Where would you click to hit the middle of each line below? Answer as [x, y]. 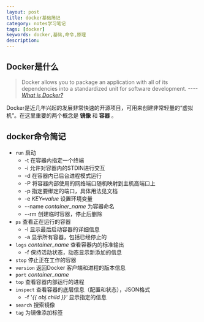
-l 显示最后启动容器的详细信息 [62, 229]
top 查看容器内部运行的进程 [50, 282]
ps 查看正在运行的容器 [43, 221]
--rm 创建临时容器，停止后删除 [63, 214]
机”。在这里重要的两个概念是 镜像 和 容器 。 [62, 115]
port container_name [42, 274]
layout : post [23, 12]
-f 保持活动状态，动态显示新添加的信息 [73, 252]
